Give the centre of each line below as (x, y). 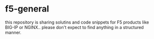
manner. (13, 32)
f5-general (27, 9)
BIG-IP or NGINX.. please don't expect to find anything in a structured (74, 27)
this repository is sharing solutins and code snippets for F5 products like (77, 22)
